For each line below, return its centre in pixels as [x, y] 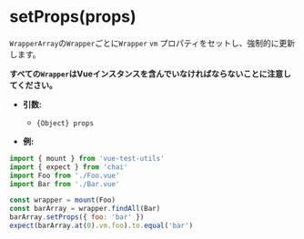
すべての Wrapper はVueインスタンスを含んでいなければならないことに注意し [150, 74]
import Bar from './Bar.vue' [65, 184]
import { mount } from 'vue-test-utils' [87, 158]
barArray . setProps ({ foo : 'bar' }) [77, 217]
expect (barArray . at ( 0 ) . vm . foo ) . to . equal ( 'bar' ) [101, 226]
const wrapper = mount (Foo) [63, 200]
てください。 [33, 85]
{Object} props [65, 123]
